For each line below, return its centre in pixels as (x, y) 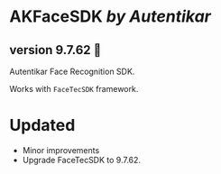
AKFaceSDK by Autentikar (110, 17)
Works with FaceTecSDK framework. (74, 89)
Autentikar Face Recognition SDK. (72, 71)
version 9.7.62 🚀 (55, 50)
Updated (42, 126)
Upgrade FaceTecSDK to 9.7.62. (82, 160)
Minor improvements (61, 150)
